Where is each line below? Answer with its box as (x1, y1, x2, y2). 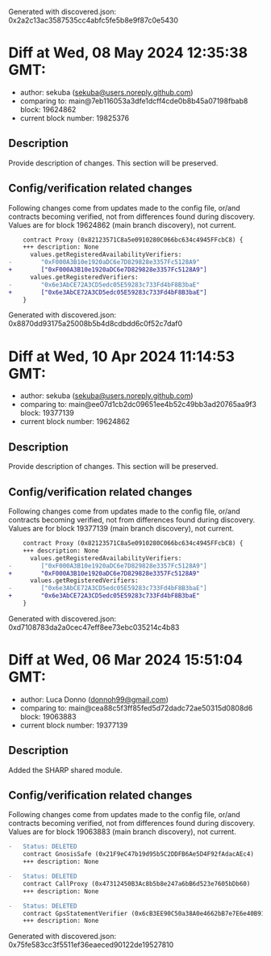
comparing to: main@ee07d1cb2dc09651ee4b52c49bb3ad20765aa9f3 (19, 400, 256, 409)
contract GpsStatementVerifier (23, 909, 128, 917)
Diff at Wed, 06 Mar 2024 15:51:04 (8, 651, 244, 669)
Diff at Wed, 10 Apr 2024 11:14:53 (8, 347, 236, 366)
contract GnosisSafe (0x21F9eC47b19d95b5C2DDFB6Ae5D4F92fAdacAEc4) (23, 850, 254, 858)
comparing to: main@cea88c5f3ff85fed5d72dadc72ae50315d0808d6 (19, 702, 253, 713)
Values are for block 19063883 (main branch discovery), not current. (8, 827, 236, 836)
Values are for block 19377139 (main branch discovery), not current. (8, 524, 235, 533)
